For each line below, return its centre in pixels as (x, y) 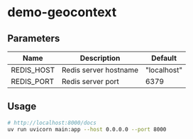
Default (164, 58)
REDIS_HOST (33, 70)
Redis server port (90, 81)
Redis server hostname (100, 70)
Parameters (34, 38)
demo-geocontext (62, 12)
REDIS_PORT (33, 81)
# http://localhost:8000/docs (52, 123)
